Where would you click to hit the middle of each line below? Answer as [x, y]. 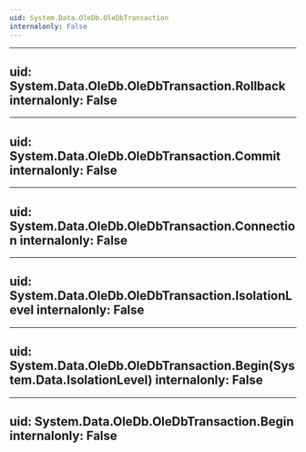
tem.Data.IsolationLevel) [81, 380]
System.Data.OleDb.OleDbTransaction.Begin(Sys [153, 366]
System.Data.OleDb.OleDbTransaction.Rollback [148, 86]
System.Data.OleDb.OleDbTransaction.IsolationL [151, 296]
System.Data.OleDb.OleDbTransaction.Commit [145, 156]
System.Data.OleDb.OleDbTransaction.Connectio [153, 226]
